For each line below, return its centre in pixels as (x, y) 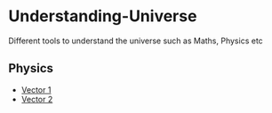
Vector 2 (37, 99)
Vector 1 (36, 89)
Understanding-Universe (103, 16)
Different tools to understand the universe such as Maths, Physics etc (136, 41)
